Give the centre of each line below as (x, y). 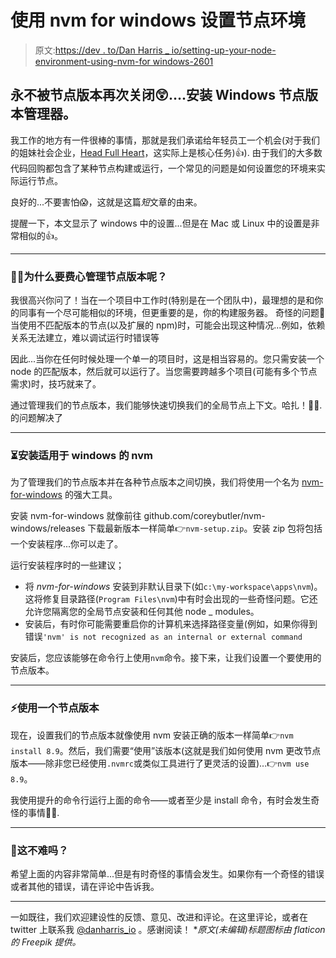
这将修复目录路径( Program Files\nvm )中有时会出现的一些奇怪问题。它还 (171, 599)
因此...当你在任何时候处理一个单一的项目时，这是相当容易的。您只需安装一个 (167, 359)
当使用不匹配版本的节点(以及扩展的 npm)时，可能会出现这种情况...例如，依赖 (168, 325)
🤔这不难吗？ (39, 850)
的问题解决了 (36, 418)
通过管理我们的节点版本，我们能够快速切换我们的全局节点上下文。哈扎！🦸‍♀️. (166, 405)
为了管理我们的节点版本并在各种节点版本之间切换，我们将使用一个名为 (155, 482)
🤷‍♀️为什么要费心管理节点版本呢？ (89, 276)
